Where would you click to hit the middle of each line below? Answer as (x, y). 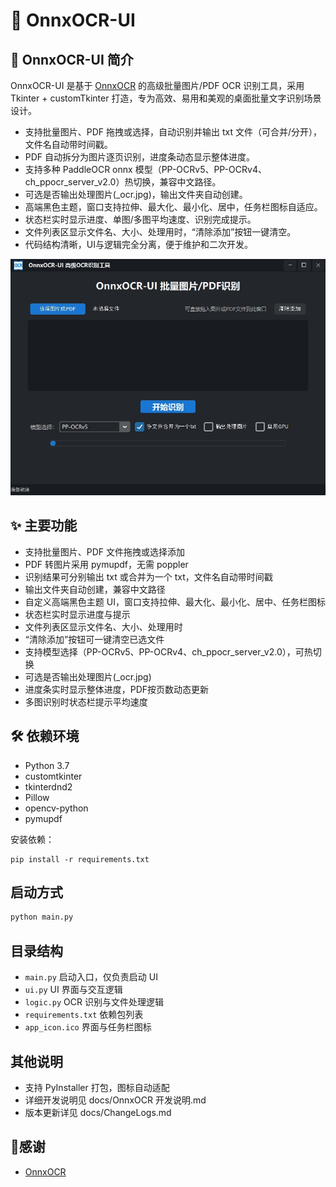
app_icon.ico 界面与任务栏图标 (88, 1027)
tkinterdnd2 (48, 786)
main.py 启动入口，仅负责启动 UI (91, 977)
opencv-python (56, 808)
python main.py (42, 917)
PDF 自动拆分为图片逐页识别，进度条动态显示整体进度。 (140, 157)
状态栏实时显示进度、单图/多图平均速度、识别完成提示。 (140, 219)
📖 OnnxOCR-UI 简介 (72, 59)
